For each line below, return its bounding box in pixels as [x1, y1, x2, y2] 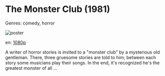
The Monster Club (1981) [5, 3, 111, 15]
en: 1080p [5, 39, 26, 45]
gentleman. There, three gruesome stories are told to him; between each [5, 54, 156, 60]
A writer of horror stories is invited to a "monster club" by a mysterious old [5, 49, 160, 55]
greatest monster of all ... [5, 65, 58, 71]
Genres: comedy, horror [5, 20, 55, 26]
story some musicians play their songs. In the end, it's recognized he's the [5, 59, 160, 65]
